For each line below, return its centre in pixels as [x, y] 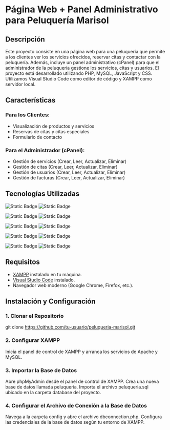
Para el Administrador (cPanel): [45, 150]
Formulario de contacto [37, 137]
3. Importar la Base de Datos [41, 370]
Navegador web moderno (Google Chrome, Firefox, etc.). [73, 285]
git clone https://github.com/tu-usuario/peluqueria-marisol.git [70, 327]
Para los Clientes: [28, 115]
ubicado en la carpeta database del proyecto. [53, 392]
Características [30, 100]
